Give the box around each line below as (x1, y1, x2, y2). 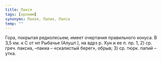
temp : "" (5, 21, 23, 26)
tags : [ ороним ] (5, 12, 37, 17)
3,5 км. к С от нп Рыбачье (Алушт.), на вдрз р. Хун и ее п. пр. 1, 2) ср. (5, 40, 153, 46)
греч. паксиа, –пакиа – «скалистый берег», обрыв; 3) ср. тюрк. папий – (5, 45, 157, 51)
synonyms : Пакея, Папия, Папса (5, 16, 70, 21)
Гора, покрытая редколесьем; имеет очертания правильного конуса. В (5, 35, 157, 41)
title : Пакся (5, 7, 32, 12)
